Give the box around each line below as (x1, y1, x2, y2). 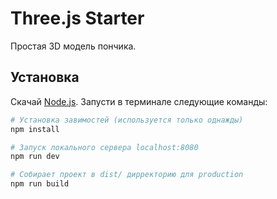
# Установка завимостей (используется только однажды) (10, 115, 244, 125)
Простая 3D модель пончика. (10, 40, 137, 52)
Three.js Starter (10, 7, 145, 30)
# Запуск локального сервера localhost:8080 (10, 142, 199, 152)
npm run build (10, 179, 70, 189)
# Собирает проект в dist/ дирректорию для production (10, 170, 244, 180)
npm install (10, 124, 60, 134)
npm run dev (10, 152, 60, 162)
